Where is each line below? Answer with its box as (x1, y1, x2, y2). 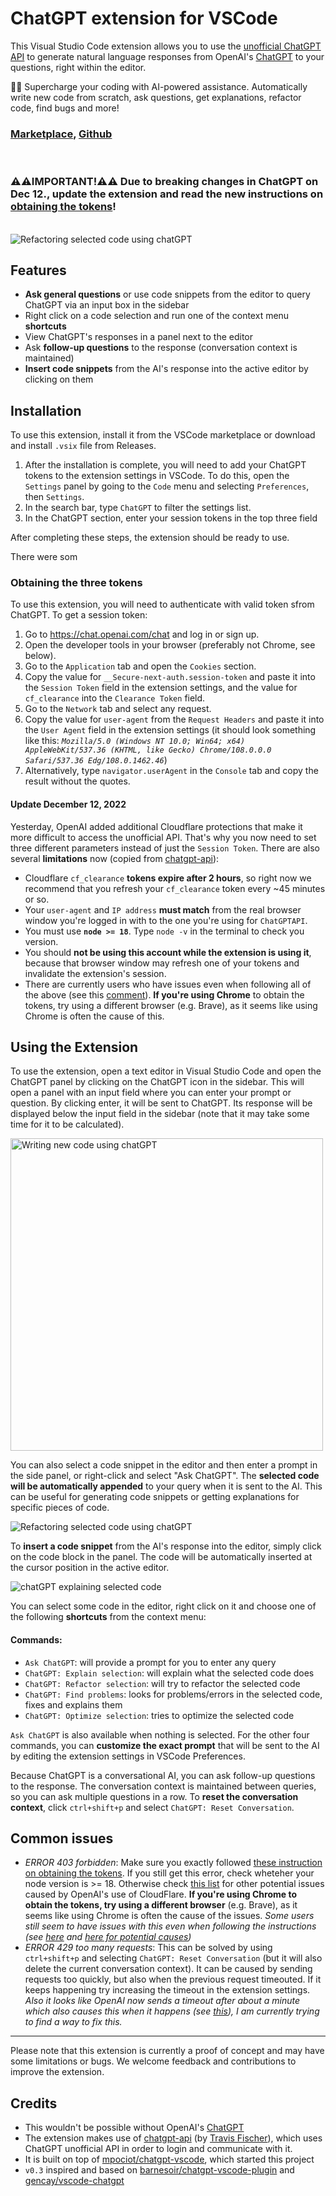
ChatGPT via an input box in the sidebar (24, 299, 190, 311)
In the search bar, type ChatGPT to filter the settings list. (24, 502, 252, 514)
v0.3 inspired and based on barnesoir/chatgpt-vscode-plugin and (24, 2164, 295, 2176)
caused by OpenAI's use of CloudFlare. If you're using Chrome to (24, 1888, 298, 1901)
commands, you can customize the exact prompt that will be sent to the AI (10, 1739, 320, 1751)
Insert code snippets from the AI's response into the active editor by (24, 363, 309, 375)
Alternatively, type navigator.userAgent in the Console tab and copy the (24, 765, 319, 777)
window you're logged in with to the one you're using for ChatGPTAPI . (24, 914, 308, 926)
